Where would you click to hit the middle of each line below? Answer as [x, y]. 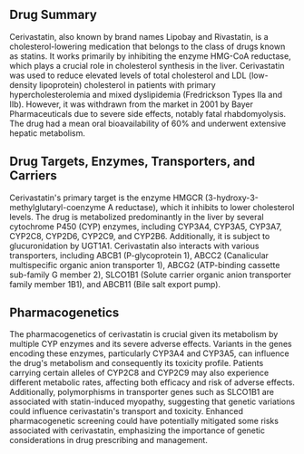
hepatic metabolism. [48, 133]
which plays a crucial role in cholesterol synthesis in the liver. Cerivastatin [147, 65]
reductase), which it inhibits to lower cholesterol [205, 207]
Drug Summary [53, 15]
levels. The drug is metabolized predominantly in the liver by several [137, 217]
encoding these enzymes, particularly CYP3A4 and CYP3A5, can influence [150, 353]
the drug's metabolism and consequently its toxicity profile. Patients [137, 363]
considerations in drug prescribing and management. [109, 440]
